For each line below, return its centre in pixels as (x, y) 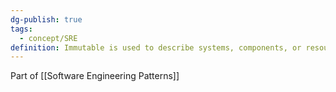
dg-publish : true (46, 19)
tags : (21, 29)
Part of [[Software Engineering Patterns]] (95, 76)
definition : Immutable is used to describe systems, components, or (156, 47)
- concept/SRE (48, 38)
